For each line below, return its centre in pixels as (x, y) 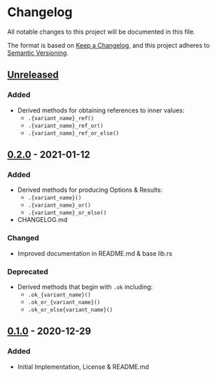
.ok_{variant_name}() (59, 295)
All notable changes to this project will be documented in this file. (101, 32)
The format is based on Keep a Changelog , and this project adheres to (108, 45)
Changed (23, 238)
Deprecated (28, 271)
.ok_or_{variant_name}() (64, 302)
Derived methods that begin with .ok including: (85, 287)
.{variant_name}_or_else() (67, 213)
